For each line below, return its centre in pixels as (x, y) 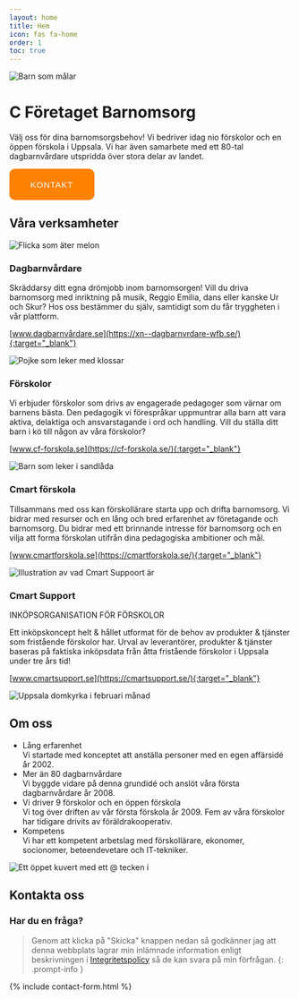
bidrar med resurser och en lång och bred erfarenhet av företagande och (144, 518)
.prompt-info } (57, 969)
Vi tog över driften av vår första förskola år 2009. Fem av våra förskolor (153, 812)
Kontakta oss (47, 896)
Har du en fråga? (46, 921)
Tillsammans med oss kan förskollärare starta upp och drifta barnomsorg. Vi (149, 509)
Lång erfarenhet (52, 745)
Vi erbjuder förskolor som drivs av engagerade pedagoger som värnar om (145, 403)
